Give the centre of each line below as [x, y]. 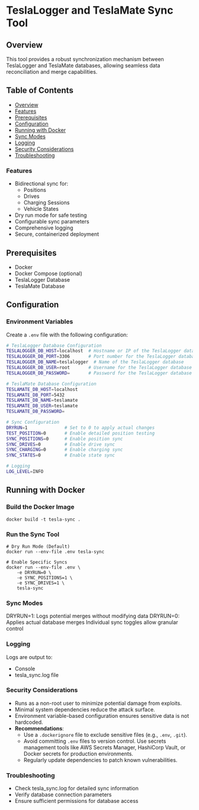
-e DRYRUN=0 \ [34, 572]
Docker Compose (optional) [49, 273]
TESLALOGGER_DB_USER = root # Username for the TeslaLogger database [99, 368]
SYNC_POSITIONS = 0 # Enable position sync [65, 439]
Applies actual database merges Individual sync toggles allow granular [92, 622]
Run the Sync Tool [33, 534]
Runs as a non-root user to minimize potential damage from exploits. [98, 703]
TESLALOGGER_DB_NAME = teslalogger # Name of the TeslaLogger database [95, 362]
